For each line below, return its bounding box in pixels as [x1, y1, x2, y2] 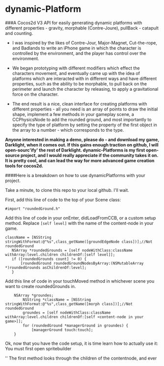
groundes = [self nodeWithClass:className [23, 310, 111, 315]
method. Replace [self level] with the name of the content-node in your [5, 220, 154, 226]
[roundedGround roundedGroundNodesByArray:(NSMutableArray [20, 260, 144, 266]
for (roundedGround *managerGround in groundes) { [23, 323, 129, 328]
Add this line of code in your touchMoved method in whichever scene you [5, 278, 155, 284]
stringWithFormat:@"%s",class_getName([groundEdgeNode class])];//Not [5, 239, 153, 244]
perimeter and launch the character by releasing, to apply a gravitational [12, 86, 159, 92]
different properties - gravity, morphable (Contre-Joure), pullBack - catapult [5, 25, 159, 31]
